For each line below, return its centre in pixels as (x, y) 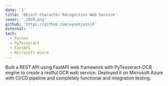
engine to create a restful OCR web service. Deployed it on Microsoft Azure (84, 72)
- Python (19, 39)
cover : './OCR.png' (26, 19)
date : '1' (16, 10)
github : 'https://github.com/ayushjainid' (51, 24)
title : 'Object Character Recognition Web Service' (61, 15)
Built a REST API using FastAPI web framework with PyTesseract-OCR (79, 67)
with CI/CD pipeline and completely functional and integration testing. (78, 78)
